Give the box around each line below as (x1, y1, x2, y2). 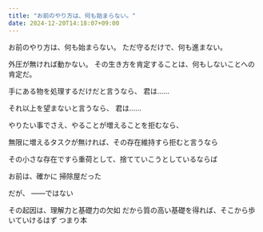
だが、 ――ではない (8, 188, 74, 198)
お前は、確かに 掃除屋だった (8, 171, 102, 181)
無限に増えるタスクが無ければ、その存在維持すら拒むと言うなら (8, 137, 218, 146)
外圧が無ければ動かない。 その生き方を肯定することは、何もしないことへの (8, 59, 256, 69)
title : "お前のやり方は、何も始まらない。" (8, 11, 136, 20)
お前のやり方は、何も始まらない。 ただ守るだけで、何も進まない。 (8, 42, 228, 52)
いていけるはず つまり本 (8, 215, 88, 225)
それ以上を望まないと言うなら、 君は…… (8, 103, 142, 113)
